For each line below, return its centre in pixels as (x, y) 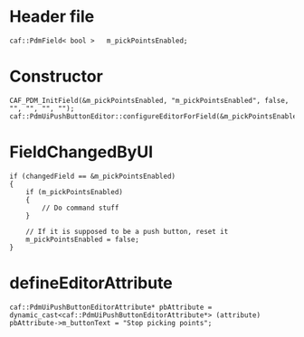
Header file (52, 17)
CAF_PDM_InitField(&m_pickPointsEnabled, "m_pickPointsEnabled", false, (149, 100)
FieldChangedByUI (81, 152)
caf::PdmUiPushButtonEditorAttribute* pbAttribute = (111, 307)
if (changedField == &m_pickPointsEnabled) (93, 176)
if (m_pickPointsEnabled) (75, 192)
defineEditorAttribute (91, 283)
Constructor (57, 76)
